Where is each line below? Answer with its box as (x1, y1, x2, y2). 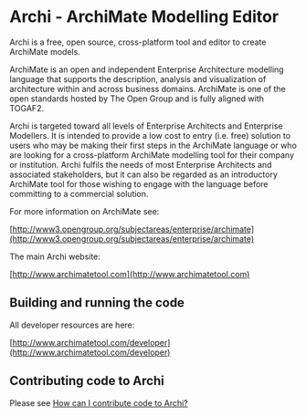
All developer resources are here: (9, 319, 135, 330)
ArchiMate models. (9, 46, 80, 57)
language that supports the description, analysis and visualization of (9, 73, 267, 84)
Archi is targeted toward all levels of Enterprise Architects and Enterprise (9, 120, 283, 131)
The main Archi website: (9, 251, 100, 262)
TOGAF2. (9, 102, 44, 113)
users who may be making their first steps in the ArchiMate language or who (9, 140, 297, 151)
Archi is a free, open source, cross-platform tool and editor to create (9, 36, 267, 47)
